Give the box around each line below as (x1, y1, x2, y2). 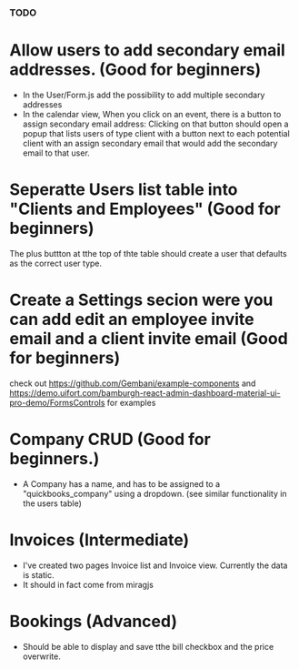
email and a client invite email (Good (9, 328, 288, 349)
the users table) (22, 498, 82, 509)
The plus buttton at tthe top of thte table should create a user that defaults (9, 248, 288, 258)
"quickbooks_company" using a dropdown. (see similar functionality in (22, 488, 288, 499)
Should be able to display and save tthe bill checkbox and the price (22, 641, 274, 652)
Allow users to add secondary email (9, 40, 286, 61)
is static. (22, 569, 55, 580)
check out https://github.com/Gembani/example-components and (9, 378, 256, 389)
